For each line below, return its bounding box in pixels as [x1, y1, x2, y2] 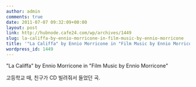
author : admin [6, 8, 41, 14]
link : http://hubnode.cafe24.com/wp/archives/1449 [6, 30, 132, 36]
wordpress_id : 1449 [6, 46, 54, 52]
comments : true [6, 14, 43, 20]
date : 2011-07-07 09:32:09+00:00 [6, 19, 87, 25]
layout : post [6, 24, 38, 31]
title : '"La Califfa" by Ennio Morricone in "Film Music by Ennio [6, 41, 171, 47]
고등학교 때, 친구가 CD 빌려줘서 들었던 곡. [6, 74, 101, 81]
